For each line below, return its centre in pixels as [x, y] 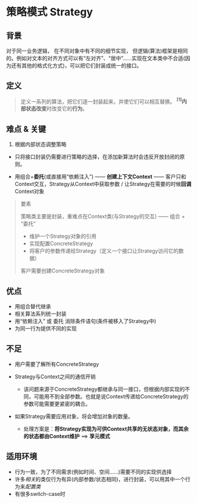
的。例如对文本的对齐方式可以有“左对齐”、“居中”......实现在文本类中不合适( [96, 58]
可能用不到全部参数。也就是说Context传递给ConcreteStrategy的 [111, 396]
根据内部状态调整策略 [40, 144]
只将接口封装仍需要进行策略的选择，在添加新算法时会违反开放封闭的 [97, 157]
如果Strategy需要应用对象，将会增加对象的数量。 [74, 416]
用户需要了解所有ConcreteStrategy [57, 364]
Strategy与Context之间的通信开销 [55, 377]
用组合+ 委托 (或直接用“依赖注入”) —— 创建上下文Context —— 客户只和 [100, 176]
